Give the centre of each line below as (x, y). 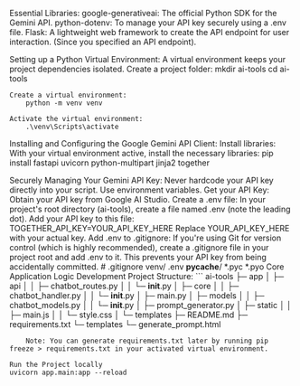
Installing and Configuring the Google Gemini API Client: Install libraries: (143, 143)
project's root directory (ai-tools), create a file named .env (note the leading (150, 209)
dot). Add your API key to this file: (72, 219)
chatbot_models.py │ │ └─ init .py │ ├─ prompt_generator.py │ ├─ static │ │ (150, 305)
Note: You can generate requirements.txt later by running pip (147, 341)
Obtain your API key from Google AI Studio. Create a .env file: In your (138, 199)
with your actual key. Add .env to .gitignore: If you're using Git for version (145, 238)
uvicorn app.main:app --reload (68, 372)
